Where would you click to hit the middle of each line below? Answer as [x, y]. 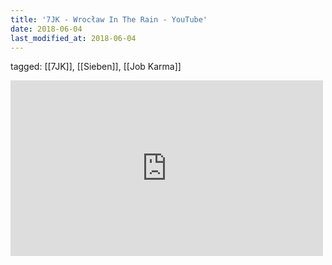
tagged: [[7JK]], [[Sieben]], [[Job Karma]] [96, 67]
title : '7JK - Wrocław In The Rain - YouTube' [109, 19]
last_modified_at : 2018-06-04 [73, 38]
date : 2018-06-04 [46, 29]
